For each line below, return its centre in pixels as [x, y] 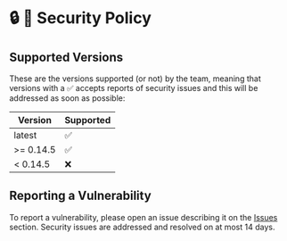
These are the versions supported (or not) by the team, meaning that [135, 79]
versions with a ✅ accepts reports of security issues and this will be [134, 88]
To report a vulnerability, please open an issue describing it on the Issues [143, 217]
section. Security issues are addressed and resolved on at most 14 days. [142, 227]
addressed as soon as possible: [67, 98]
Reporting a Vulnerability [80, 196]
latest [25, 135]
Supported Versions [66, 57]
